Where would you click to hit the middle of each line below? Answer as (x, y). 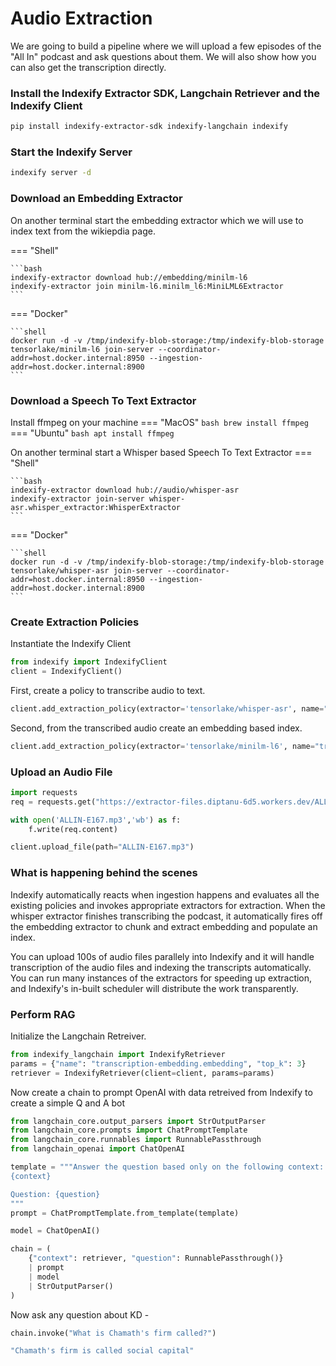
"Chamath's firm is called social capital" (102, 1351)
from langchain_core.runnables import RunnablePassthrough (136, 1140)
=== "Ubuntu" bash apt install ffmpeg (92, 433)
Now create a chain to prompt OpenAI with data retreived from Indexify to (161, 1092)
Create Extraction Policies (75, 622)
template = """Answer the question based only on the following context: (167, 1167)
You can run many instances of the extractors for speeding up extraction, (161, 978)
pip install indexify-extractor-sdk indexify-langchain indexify (149, 127)
